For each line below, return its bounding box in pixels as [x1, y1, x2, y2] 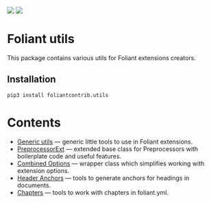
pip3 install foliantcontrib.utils [7, 92, 109, 98]
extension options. [16, 166, 70, 174]
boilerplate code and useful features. [16, 152, 122, 160]
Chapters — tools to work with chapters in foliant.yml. [16, 188, 169, 196]
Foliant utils [7, 31, 75, 47]
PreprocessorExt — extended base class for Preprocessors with [16, 144, 199, 153]
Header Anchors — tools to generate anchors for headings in [16, 174, 190, 182]
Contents [7, 115, 62, 130]
